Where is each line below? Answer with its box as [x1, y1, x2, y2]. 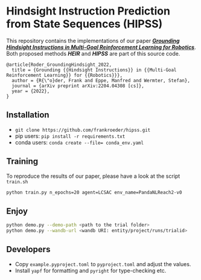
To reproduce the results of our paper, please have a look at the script [6, 172, 180, 180]
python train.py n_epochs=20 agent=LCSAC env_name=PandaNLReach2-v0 [6, 189, 182, 195]
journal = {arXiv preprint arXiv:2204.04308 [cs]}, [11, 83, 145, 89]
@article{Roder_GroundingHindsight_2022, [6, 62, 112, 68]
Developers [6, 244, 51, 255]
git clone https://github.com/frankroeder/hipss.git [14, 127, 151, 133]
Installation [6, 110, 49, 120]
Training [6, 156, 39, 167]
